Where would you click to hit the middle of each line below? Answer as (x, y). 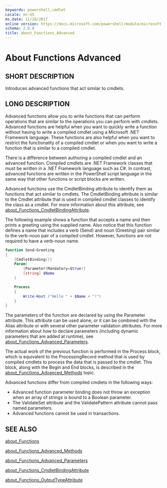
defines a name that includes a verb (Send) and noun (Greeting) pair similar (83, 230)
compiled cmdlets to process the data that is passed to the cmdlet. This (79, 362)
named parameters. (33, 408)
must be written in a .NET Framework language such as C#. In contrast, (79, 168)
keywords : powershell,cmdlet (35, 10)
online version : (22, 24)
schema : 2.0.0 (20, 29)
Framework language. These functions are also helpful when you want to (80, 137)
